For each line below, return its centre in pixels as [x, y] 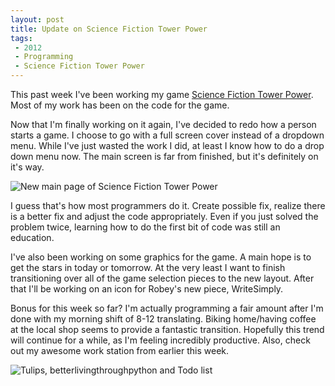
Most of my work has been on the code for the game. [120, 105]
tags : [21, 38]
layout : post [37, 19]
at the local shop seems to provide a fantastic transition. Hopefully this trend [167, 329]
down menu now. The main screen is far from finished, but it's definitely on [164, 156]
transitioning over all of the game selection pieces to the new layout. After [162, 278]
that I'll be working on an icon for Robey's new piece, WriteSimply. [147, 289]
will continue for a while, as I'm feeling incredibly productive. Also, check [160, 340]
